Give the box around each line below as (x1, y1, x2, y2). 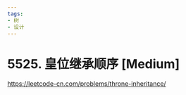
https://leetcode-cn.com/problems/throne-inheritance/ (7, 80, 167, 88)
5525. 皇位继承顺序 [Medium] (7, 56, 180, 72)
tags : (7, 10, 23, 18)
